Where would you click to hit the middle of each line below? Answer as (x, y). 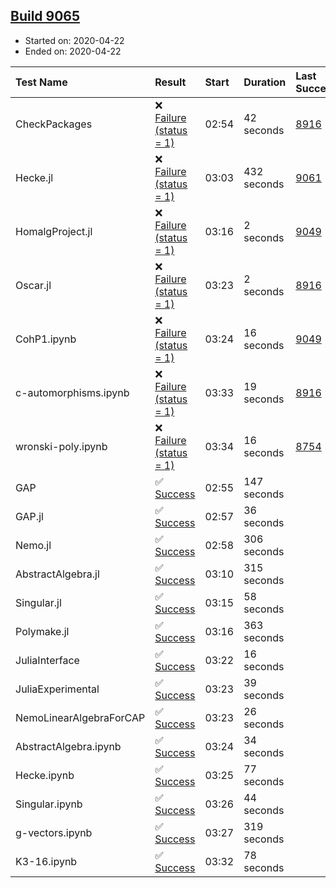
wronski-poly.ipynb (61, 446)
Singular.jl (38, 602)
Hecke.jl (34, 177)
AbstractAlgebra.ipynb (68, 746)
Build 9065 (45, 16)
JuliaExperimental (57, 689)
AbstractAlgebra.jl (57, 574)
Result (170, 82)
